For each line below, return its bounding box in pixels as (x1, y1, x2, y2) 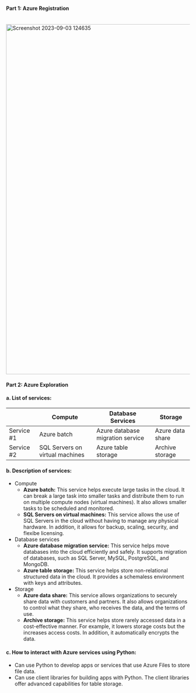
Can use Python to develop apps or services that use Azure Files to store (14, 661, 190, 669)
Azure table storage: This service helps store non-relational (23, 567, 168, 574)
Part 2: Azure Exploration (6, 381, 69, 388)
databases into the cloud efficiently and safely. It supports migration (23, 549, 187, 556)
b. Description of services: (6, 467, 72, 474)
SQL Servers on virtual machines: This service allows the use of (23, 511, 180, 518)
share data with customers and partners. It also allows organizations (23, 598, 188, 605)
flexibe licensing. (23, 530, 64, 537)
